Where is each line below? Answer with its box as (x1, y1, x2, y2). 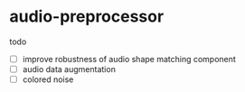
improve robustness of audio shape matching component (22, 53, 237, 64)
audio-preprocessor (9, 6, 165, 27)
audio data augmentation (22, 64, 116, 74)
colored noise (22, 74, 74, 85)
